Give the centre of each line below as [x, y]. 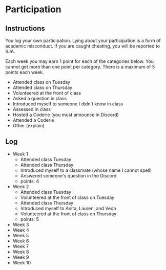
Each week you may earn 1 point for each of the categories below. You [80, 61]
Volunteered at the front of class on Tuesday [67, 197]
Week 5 [21, 235]
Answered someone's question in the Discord [68, 175]
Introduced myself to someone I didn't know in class [68, 104]
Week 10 [22, 262]
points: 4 [30, 181]
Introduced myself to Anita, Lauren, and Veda [68, 208]
